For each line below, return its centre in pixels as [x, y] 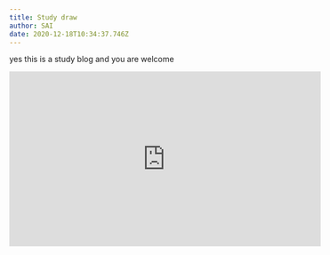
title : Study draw [43, 17]
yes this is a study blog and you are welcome [92, 60]
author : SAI [31, 26]
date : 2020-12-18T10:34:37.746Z [69, 34]
